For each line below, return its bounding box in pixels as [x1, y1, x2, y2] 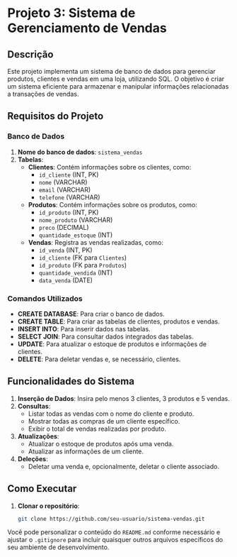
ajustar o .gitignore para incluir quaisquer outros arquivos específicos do [7, 536, 224, 544]
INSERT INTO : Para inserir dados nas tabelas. [17, 324, 151, 333]
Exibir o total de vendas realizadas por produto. [28, 424, 166, 433]
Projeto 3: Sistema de [7, 5, 136, 21]
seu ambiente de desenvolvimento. [7, 543, 110, 551]
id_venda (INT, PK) [38, 246, 93, 254]
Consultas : [17, 402, 51, 410]
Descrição [7, 48, 54, 60]
